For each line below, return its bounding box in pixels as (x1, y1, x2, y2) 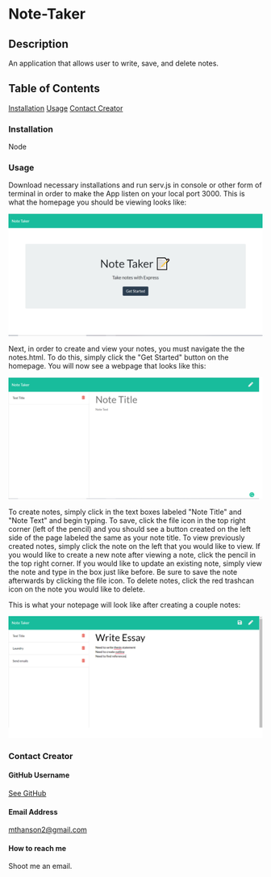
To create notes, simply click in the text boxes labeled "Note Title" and (8, 507, 242, 517)
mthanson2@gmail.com (8, 825, 87, 835)
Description (8, 37, 69, 51)
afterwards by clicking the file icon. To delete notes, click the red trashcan (8, 576, 255, 585)
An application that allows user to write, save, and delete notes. (8, 58, 219, 68)
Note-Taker (8, 5, 86, 23)
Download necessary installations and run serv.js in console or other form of (8, 180, 262, 190)
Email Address (8, 807, 58, 816)
